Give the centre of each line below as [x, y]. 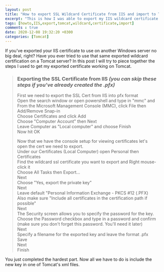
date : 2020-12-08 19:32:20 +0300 [39, 32]
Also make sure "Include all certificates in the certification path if [82, 198]
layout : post [18, 10]
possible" [27, 203]
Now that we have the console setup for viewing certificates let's [82, 141]
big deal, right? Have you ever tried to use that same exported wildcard [76, 56]
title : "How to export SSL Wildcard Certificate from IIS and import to [81, 14]
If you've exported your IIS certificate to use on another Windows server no [81, 50]
